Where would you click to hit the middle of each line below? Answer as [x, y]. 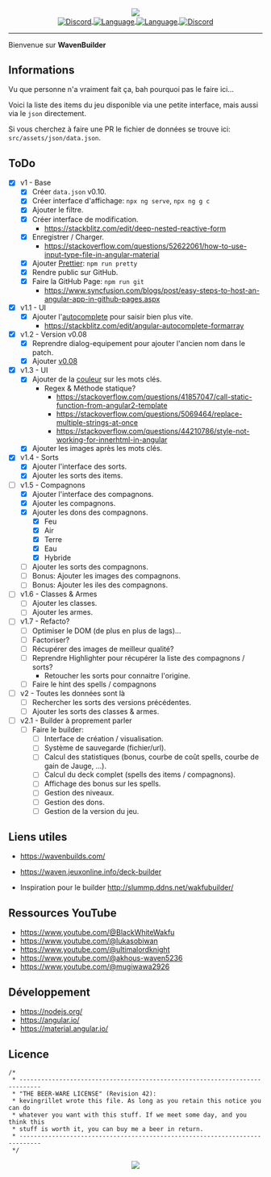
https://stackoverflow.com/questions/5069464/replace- [149, 414]
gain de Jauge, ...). [75, 766]
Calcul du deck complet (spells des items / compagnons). [140, 774]
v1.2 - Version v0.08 [53, 334]
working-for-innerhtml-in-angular [112, 440]
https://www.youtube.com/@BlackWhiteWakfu [97, 933]
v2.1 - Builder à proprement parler [76, 720]
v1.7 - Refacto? [45, 621]
